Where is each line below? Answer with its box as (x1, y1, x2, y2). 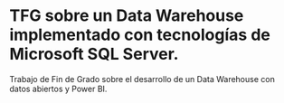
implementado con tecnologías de (9, 24, 271, 45)
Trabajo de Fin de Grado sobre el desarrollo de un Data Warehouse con (9, 73, 276, 84)
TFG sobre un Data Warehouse (9, 5, 244, 26)
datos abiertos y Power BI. (9, 83, 108, 94)
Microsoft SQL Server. (9, 44, 179, 64)
